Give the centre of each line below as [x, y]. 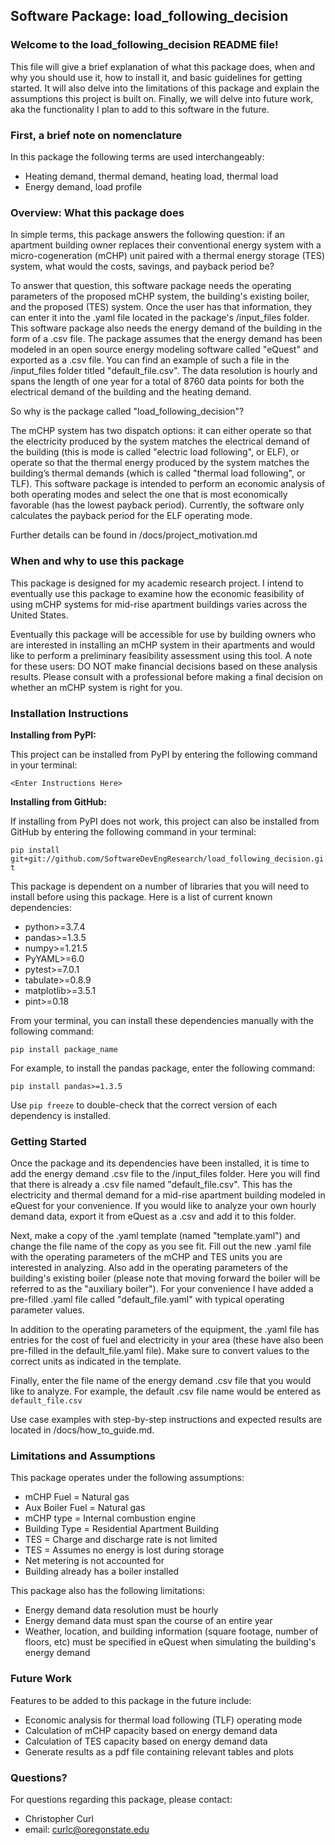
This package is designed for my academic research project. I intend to [157, 583]
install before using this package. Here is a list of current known [141, 896]
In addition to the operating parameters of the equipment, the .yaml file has [165, 1330]
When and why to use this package [97, 561]
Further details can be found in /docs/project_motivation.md [134, 535]
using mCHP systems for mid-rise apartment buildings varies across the [159, 604]
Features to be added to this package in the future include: [131, 1700]
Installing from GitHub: [58, 801]
